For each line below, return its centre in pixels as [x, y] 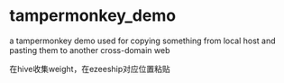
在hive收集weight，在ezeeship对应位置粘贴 [90, 69]
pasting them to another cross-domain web [90, 50]
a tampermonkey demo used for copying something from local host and [143, 41]
